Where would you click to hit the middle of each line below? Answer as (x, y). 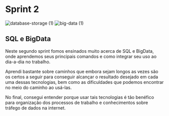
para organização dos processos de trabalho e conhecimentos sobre (77, 102)
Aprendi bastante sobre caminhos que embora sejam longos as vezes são (82, 71)
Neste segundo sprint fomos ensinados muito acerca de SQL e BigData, (80, 51)
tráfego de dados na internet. (35, 108)
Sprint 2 (22, 9)
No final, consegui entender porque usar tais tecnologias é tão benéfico (80, 97)
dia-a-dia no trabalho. (28, 62)
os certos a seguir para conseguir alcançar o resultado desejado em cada (82, 77)
